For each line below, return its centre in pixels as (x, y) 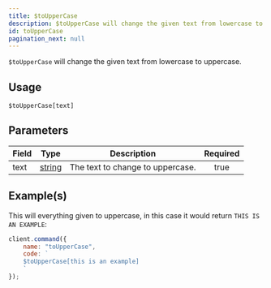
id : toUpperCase (36, 31)
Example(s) (38, 196)
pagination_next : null (47, 39)
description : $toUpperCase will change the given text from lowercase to (136, 24)
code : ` (36, 254)
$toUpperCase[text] (41, 106)
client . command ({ (38, 239)
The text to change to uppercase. (133, 167)
